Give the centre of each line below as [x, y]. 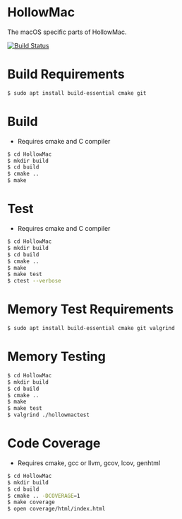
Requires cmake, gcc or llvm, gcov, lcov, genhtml [89, 463]
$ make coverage [31, 502]
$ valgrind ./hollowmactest [49, 415]
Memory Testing [56, 357]
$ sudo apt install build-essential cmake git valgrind [91, 329]
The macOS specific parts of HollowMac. [67, 32]
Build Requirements [66, 74]
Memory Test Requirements [91, 309]
